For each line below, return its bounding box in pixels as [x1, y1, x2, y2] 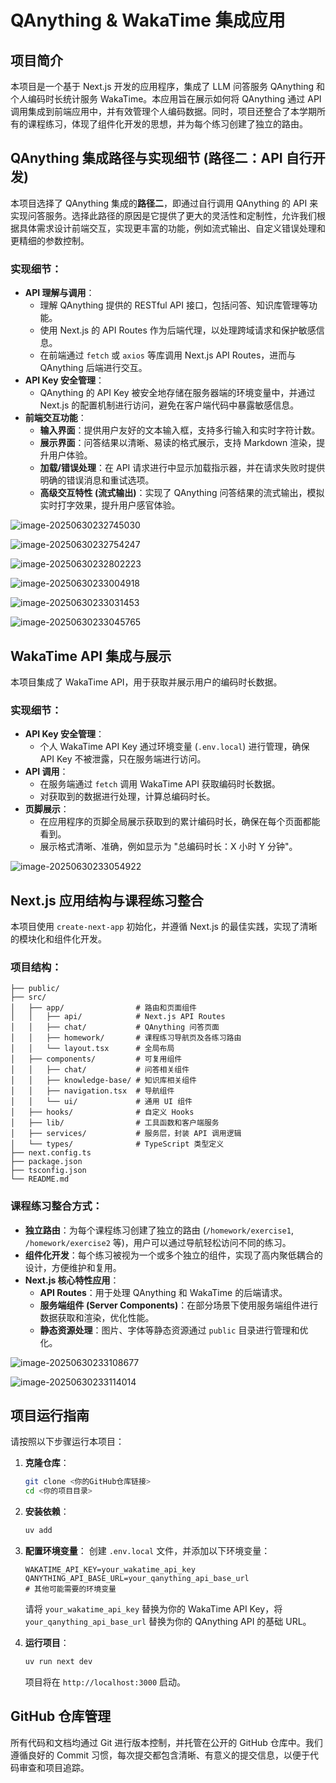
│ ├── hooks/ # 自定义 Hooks [10, 1107, 195, 1118]
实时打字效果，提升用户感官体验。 [39, 499, 181, 511]
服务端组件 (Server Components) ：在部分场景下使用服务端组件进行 [39, 1299, 319, 1311]
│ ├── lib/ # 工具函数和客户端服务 [10, 1118, 220, 1128]
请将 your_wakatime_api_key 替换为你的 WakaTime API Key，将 [24, 1603, 283, 1615]
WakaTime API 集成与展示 [10, 647, 172, 665]
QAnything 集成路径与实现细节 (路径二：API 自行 [10, 150, 313, 167]
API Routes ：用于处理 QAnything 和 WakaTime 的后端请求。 [39, 1286, 288, 1298]
